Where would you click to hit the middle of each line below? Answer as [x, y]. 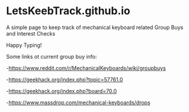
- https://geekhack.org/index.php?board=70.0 [62, 91]
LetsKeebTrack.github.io [68, 11]
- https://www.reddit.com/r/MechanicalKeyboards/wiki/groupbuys [86, 68]
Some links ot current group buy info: [52, 56]
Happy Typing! [24, 45]
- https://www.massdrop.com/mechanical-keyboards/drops [78, 103]
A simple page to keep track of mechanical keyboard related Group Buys [95, 27]
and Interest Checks [31, 33]
